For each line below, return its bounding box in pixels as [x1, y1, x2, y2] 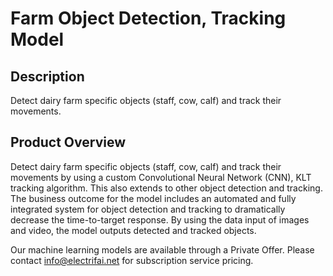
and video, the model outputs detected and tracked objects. [10, 224, 257, 236]
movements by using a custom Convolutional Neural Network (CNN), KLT [10, 171, 312, 183]
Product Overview [10, 134, 126, 151]
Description [10, 68, 85, 85]
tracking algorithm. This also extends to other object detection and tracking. [10, 182, 323, 194]
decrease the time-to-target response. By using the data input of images [10, 213, 310, 226]
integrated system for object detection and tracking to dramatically [10, 203, 286, 215]
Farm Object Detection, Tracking [10, 7, 287, 30]
